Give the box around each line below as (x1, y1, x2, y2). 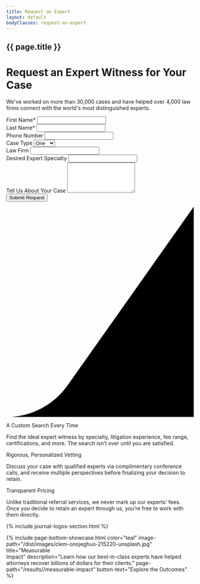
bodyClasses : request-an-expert (6, 20, 86, 26)
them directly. (6, 511, 40, 519)
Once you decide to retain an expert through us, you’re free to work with (6, 505, 184, 512)
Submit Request (9, 194, 45, 201)
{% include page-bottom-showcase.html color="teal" (6, 534, 137, 542)
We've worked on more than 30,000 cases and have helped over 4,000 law (6, 98, 191, 105)
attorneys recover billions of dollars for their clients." (6, 560, 135, 567)
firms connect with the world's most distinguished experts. (6, 104, 151, 111)
